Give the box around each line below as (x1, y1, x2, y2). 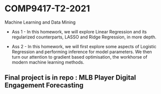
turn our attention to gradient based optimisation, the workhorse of (11, 54, 148, 60)
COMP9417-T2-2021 (4, 3, 90, 14)
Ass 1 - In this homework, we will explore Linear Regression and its (11, 29, 147, 34)
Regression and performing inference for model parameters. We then (11, 49, 152, 55)
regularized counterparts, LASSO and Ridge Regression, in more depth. (11, 34, 157, 40)
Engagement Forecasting (4, 81, 84, 90)
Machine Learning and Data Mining (4, 19, 76, 25)
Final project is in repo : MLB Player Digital (4, 73, 136, 82)
